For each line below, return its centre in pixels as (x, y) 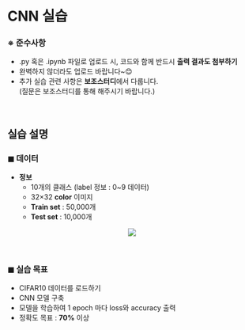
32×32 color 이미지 (62, 197)
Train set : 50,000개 (63, 207)
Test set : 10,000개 (61, 217)
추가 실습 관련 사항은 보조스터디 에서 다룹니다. (89, 82)
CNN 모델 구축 (41, 298)
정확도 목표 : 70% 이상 (54, 318)
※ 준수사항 (27, 43)
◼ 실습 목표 (28, 270)
